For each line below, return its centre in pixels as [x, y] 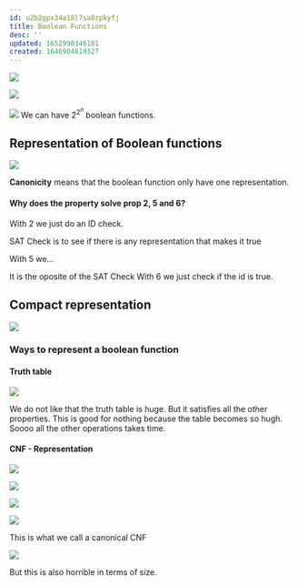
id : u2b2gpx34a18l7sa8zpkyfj [65, 18]
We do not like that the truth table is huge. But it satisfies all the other [139, 408]
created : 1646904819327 [55, 52]
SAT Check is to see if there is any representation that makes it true [135, 241]
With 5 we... [32, 258]
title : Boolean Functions [58, 26]
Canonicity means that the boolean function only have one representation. [149, 182]
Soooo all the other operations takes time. [88, 428]
